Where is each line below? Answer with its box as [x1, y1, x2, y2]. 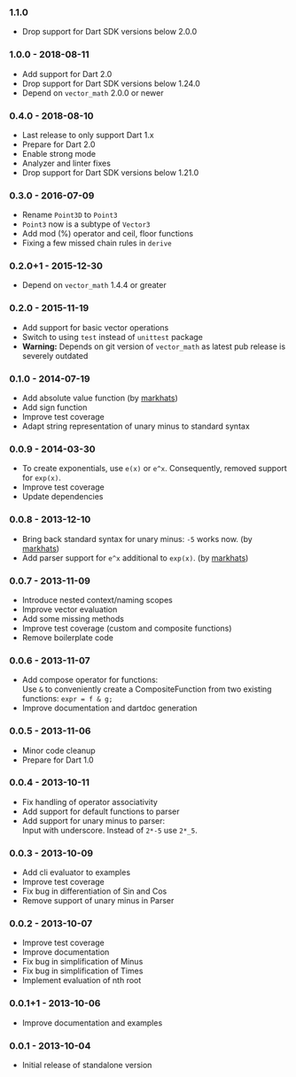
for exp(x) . [21, 472, 62, 484]
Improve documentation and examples [21, 1017, 163, 1028]
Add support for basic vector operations [21, 322, 169, 333]
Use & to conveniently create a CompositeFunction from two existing [21, 684, 272, 694]
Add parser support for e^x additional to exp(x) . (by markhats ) [21, 552, 249, 563]
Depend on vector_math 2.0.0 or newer [21, 87, 164, 98]
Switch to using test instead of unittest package [21, 331, 204, 342]
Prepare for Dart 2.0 [21, 139, 96, 150]
